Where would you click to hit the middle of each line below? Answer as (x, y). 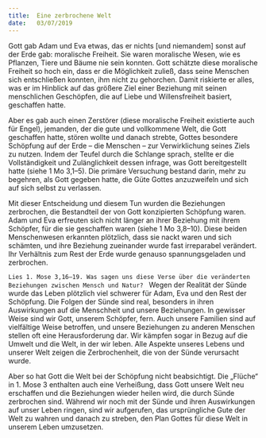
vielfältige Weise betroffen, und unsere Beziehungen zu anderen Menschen (132, 327)
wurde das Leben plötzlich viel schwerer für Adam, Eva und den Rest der (127, 293)
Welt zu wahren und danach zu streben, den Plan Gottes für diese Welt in (128, 418)
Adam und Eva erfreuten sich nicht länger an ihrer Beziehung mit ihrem (124, 220)
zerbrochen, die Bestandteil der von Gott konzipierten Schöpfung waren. (127, 211)
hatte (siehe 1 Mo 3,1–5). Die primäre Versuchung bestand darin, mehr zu (127, 171)
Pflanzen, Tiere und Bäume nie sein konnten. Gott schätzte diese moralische (133, 62)
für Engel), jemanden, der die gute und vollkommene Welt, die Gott (118, 129)
